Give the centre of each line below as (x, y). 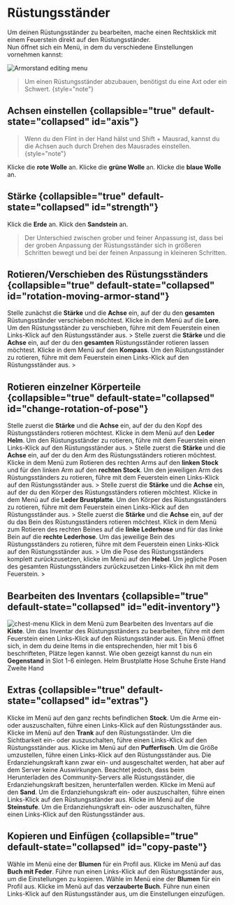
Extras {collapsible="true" (66, 690)
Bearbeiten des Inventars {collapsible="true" (108, 596)
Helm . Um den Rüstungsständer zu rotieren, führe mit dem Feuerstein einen (116, 441)
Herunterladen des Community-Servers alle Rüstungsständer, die (101, 777)
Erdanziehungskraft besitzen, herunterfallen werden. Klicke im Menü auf (111, 784)
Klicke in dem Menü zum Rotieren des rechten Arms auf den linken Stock (113, 463)
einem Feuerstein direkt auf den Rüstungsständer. (79, 39)
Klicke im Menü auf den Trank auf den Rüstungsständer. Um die (100, 733)
